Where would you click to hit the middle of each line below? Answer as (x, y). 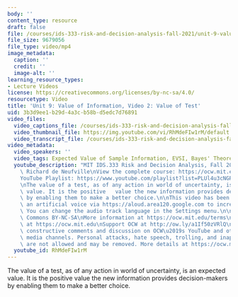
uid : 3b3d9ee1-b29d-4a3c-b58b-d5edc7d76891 (73, 112)
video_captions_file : (46, 126)
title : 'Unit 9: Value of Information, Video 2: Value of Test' (104, 106)
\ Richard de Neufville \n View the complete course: (98, 171)
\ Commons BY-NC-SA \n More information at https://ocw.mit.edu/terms (123, 218)
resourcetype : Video (38, 100)
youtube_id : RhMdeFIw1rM (50, 251)
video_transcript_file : (49, 139)
